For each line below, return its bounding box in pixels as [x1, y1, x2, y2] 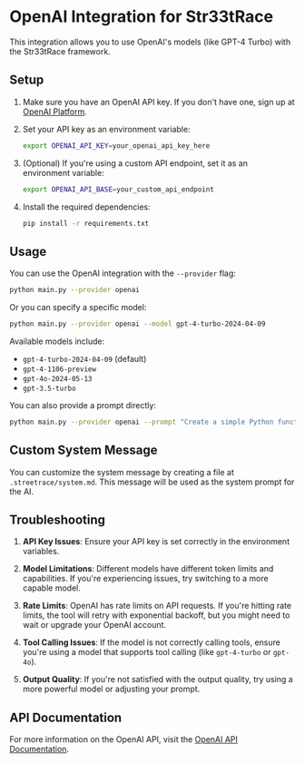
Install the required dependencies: [22, 201, 152, 212]
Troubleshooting [9, 513, 106, 528]
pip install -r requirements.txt [22, 219, 150, 228]
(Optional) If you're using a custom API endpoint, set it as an [22, 157, 248, 169]
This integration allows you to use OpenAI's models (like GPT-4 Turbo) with [9, 36, 291, 47]
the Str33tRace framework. [9, 45, 111, 56]
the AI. [9, 485, 34, 496]
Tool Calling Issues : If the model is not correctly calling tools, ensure [22, 637, 281, 648]
